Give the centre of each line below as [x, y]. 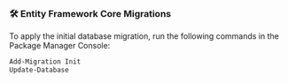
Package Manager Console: [60, 46]
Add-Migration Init [45, 62]
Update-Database [39, 70]
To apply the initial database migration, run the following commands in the [144, 36]
